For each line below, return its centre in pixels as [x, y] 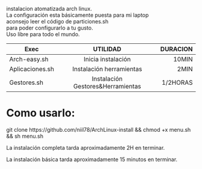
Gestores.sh [26, 82]
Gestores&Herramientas [107, 86]
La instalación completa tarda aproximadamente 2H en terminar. [86, 147]
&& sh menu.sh [25, 136]
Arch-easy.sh [29, 59]
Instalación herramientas [107, 69]
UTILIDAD [107, 49]
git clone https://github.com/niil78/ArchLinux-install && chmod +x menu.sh [99, 129]
